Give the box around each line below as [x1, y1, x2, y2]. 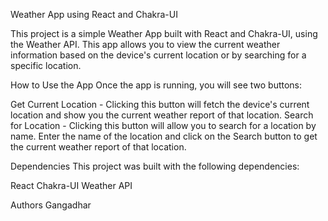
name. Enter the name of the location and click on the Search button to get [10, 130, 318, 142]
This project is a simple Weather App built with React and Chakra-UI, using [10, 28, 318, 39]
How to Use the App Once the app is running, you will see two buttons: [10, 79, 303, 91]
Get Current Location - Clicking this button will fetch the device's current [10, 99, 310, 110]
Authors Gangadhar [10, 199, 92, 211]
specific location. [10, 60, 82, 71]
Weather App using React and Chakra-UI [10, 9, 178, 20]
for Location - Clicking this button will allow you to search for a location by [10, 120, 317, 131]
